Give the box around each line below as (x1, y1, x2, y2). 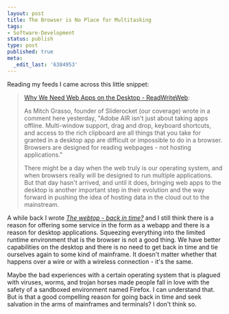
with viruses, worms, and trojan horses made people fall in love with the (7, 278, 210, 286)
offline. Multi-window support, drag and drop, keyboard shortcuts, (23, 121, 211, 129)
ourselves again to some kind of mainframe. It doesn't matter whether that (7, 250, 217, 258)
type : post (7, 42, 38, 49)
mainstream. (23, 200, 60, 208)
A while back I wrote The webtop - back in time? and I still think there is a (7, 214, 214, 222)
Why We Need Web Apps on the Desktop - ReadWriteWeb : (23, 93, 190, 102)
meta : (7, 55, 23, 62)
